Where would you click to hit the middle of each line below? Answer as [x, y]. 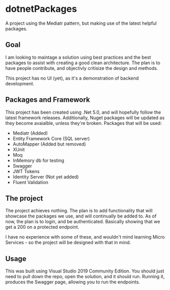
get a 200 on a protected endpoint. [42, 227]
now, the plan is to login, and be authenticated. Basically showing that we [83, 222]
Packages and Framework [48, 100]
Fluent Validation [31, 182]
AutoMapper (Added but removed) [49, 144]
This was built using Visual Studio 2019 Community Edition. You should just [85, 271]
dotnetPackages [41, 9]
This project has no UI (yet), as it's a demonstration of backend [72, 78]
